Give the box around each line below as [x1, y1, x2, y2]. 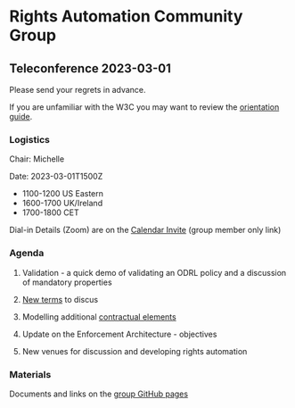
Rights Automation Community [9, 6, 243, 27]
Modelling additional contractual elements [21, 311, 176, 322]
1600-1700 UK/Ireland [21, 198, 103, 209]
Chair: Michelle [9, 154, 65, 164]
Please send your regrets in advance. [9, 85, 146, 95]
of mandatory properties [21, 277, 113, 287]
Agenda [9, 247, 45, 260]
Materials [9, 368, 52, 380]
